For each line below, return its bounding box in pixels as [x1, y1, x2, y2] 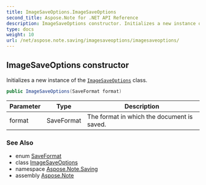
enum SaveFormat [15, 152, 62, 159]
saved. [86, 120, 107, 129]
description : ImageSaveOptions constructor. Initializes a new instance [6, 20, 196, 26]
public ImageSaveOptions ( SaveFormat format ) [6, 88, 122, 94]
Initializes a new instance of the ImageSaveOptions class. [6, 76, 148, 83]
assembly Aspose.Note [15, 172, 74, 179]
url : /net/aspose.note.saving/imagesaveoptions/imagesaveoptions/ [6, 37, 180, 43]
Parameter [9, 102, 41, 110]
